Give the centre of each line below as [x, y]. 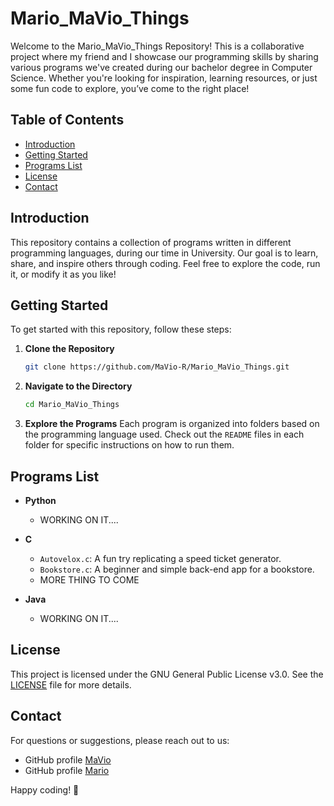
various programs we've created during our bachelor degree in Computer [161, 67]
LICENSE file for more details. [71, 684]
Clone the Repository [69, 349]
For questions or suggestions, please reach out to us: [120, 740]
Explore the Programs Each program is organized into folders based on [172, 424]
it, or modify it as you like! [63, 274]
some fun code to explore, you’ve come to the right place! [130, 88]
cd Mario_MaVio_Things [72, 405]
